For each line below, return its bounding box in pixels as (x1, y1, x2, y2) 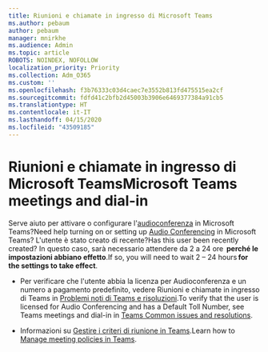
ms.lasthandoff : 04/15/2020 (8, 116, 102, 124)
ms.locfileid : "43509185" (8, 123, 94, 131)
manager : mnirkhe (8, 34, 66, 42)
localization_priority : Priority (8, 64, 120, 72)
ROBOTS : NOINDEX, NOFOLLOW (8, 57, 98, 65)
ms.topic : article (8, 49, 70, 57)
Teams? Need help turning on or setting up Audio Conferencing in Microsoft (8, 226, 257, 236)
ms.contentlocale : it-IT (8, 109, 91, 117)
